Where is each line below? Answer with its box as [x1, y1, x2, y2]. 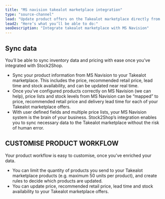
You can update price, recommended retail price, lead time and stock [12, 183, 154, 189]
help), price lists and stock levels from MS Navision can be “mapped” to [12, 93, 159, 99]
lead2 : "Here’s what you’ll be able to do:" [5, 21, 98, 26]
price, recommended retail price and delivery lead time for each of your [12, 98, 158, 104]
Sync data [5, 44, 37, 53]
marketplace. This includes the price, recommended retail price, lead [12, 77, 153, 83]
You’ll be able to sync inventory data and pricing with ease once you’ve [5, 57, 151, 63]
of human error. [12, 125, 44, 131]
